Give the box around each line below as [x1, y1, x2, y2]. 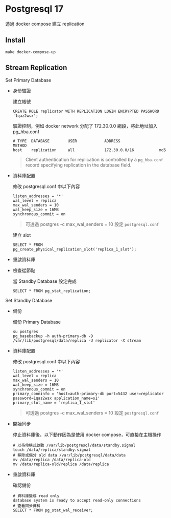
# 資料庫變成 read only [12, 493, 60, 499]
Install [5, 36, 26, 45]
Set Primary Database [5, 77, 52, 83]
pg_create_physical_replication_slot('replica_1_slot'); [12, 246, 137, 252]
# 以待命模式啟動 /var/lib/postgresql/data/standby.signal [12, 443, 136, 448]
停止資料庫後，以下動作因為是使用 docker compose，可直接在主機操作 [12, 431, 162, 438]
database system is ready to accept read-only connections [12, 498, 141, 503]
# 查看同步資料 [12, 503, 41, 508]
